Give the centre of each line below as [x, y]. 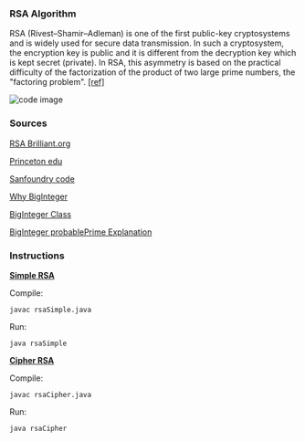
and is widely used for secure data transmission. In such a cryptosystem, [147, 43]
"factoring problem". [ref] [57, 82]
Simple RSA [32, 275]
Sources [28, 123]
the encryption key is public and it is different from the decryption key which [153, 53]
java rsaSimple [38, 343]
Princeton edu [36, 161]
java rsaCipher [38, 428]
